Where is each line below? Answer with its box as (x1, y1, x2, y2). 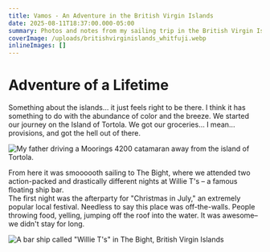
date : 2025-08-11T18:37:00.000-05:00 (8, 19, 135, 27)
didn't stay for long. (19, 219, 85, 229)
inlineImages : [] (8, 42, 67, 50)
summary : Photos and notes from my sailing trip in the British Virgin (8, 26, 253, 35)
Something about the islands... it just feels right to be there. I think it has (8, 103, 247, 112)
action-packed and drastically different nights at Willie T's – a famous (8, 177, 239, 186)
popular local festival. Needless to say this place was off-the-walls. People (8, 202, 256, 212)
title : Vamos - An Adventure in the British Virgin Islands (8, 11, 215, 20)
